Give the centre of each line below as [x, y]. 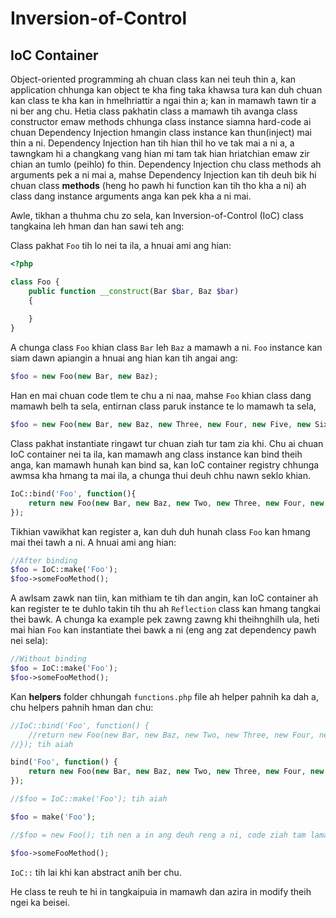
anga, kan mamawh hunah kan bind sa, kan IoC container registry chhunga [165, 464]
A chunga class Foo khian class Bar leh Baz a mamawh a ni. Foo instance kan [166, 348]
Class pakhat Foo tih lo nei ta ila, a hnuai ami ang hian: [121, 245]
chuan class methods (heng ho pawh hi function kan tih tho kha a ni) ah [158, 185]
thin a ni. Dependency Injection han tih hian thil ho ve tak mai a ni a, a [152, 143]
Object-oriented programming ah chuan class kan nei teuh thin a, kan [153, 79]
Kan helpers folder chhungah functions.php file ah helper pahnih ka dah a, [164, 696]
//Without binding [48, 659]
